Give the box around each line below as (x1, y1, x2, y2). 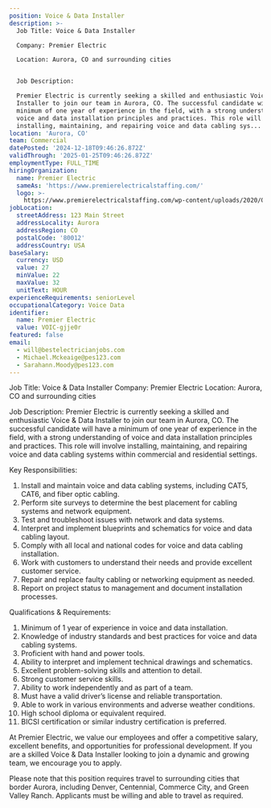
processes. (20, 592, 59, 601)
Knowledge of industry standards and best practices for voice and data (20, 632, 257, 642)
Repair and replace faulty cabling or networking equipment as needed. (20, 575, 256, 584)
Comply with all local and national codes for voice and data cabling (20, 540, 244, 551)
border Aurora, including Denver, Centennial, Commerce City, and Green (9, 782, 249, 792)
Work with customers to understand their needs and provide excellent (20, 558, 253, 568)
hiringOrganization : (9, 166, 79, 174)
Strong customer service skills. (20, 675, 124, 684)
